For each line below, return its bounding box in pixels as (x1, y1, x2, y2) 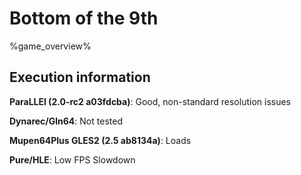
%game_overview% (9, 40, 92, 52)
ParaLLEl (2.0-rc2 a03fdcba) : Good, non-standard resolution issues (9, 95, 292, 107)
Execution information (9, 69, 151, 86)
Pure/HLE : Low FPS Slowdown (9, 153, 136, 166)
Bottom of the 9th (9, 7, 159, 30)
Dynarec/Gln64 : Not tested (9, 115, 123, 127)
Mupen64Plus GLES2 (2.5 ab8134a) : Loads (9, 134, 192, 146)
